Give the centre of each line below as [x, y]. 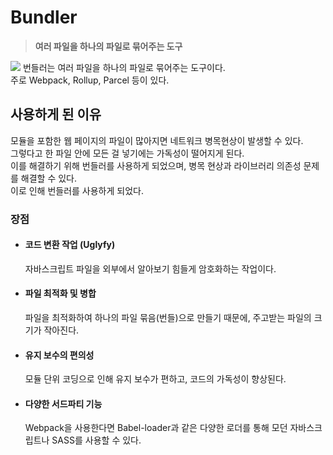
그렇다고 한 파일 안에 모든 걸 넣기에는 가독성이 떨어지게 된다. [127, 153]
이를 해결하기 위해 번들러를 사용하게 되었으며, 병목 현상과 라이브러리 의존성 [156, 165]
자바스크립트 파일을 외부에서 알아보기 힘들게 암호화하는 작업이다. [150, 268]
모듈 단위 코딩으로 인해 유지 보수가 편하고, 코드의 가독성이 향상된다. [155, 379]
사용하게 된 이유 [56, 114]
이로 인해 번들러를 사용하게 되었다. [77, 190]
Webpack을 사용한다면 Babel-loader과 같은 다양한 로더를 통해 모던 [156, 428]
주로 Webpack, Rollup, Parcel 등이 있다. [90, 80]
